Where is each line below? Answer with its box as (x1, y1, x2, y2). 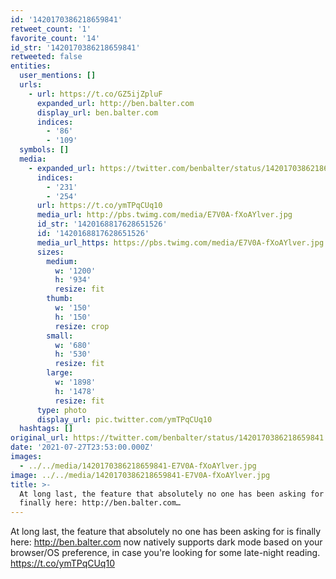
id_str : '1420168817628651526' (36, 219, 168, 230)
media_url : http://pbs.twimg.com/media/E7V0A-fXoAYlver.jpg (36, 210, 293, 220)
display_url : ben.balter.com (36, 107, 159, 118)
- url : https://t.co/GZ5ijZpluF (28, 89, 163, 99)
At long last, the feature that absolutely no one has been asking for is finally (10, 526, 322, 538)
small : (46, 331, 74, 341)
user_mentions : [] (19, 71, 97, 81)
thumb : (46, 294, 74, 304)
